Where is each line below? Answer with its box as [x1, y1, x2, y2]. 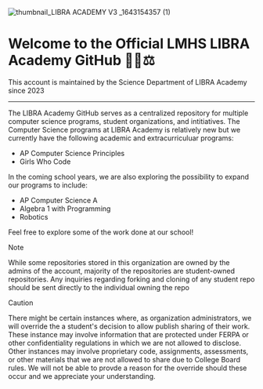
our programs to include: [8, 180, 88, 190]
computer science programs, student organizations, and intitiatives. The [8, 116, 240, 125]
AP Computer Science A [19, 195, 98, 205]
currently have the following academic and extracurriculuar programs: [8, 133, 234, 143]
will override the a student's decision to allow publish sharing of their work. [8, 322, 250, 331]
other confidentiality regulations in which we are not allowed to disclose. [8, 338, 241, 347]
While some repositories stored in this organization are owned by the [8, 257, 230, 267]
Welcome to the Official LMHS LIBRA [8, 35, 250, 53]
